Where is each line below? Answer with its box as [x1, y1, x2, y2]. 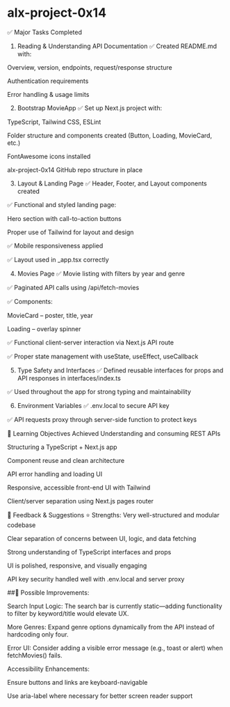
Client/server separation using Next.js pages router [7, 496, 154, 505]
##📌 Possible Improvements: [7, 588, 90, 597]
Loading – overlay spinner [7, 324, 81, 333]
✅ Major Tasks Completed [7, 28, 82, 36]
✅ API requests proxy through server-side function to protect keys [7, 415, 197, 423]
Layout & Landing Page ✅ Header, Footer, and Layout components [17, 179, 207, 188]
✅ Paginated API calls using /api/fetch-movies [7, 283, 140, 291]
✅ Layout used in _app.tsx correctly [7, 255, 109, 264]
